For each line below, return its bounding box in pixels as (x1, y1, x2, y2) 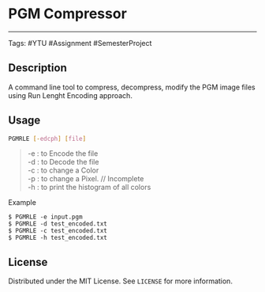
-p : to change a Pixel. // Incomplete (27, 174, 144, 184)
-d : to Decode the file (27, 157, 99, 167)
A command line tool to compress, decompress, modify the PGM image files (8, 82, 256, 92)
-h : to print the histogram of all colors (27, 183, 151, 192)
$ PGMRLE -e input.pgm (8, 213, 83, 222)
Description (8, 61, 67, 75)
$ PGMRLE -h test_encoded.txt (8, 234, 108, 242)
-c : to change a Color (27, 165, 99, 175)
